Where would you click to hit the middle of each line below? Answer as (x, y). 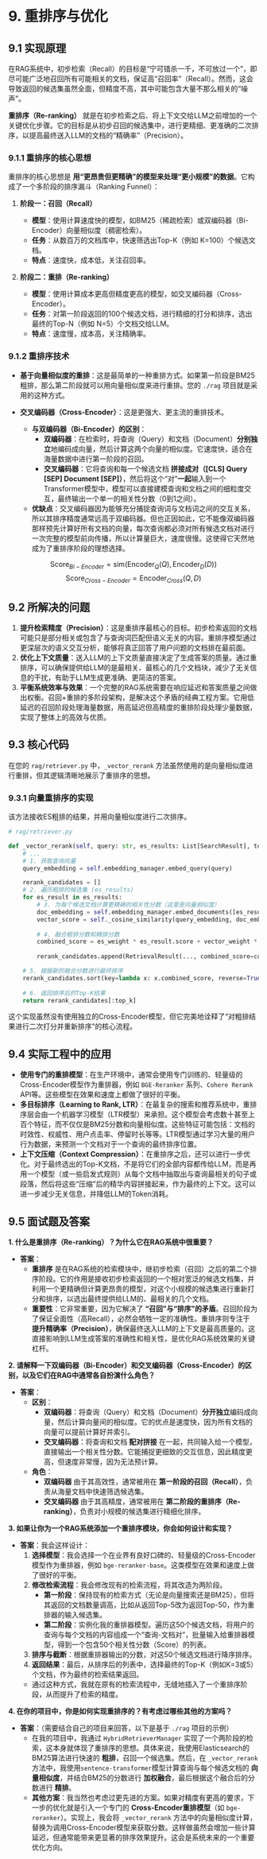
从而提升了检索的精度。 (84, 1694)
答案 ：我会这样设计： (54, 1545)
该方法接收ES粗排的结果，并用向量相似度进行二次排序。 (100, 817)
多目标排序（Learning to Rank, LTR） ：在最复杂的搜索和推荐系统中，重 (135, 1104)
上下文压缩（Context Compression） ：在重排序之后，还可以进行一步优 (135, 1155)
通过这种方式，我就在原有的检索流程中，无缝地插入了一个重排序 (136, 1684)
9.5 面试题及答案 (49, 1221)
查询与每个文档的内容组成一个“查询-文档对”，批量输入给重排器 (146, 1635)
